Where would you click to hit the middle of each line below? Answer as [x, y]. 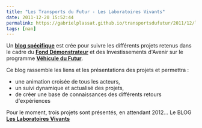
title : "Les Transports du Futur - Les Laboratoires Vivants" [86, 12]
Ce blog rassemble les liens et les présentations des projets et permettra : [98, 70]
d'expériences [33, 101]
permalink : [20, 23]
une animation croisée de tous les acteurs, [67, 82]
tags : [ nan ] [21, 29]
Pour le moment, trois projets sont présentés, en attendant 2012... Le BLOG [99, 112]
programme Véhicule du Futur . [45, 58]
